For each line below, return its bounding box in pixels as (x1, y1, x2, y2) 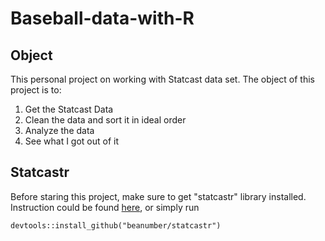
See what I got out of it (24, 135, 120, 147)
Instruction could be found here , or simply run (10, 201, 200, 213)
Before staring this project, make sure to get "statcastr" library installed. (10, 190, 307, 202)
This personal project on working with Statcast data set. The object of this (10, 73, 315, 85)
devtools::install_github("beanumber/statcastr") (10, 220, 222, 231)
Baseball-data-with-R (10, 7, 195, 30)
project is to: (10, 84, 62, 96)
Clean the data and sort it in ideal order (24, 114, 187, 126)
